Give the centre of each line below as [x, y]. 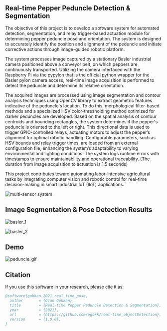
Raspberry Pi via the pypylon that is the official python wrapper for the [77, 75]
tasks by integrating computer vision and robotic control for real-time [76, 179]
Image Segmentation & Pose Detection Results [79, 210]
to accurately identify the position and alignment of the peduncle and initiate [83, 44]
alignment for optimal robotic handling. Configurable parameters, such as [81, 137]
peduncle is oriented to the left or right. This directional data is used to [77, 127]
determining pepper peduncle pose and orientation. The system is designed [83, 38]
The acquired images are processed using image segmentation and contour [83, 95]
